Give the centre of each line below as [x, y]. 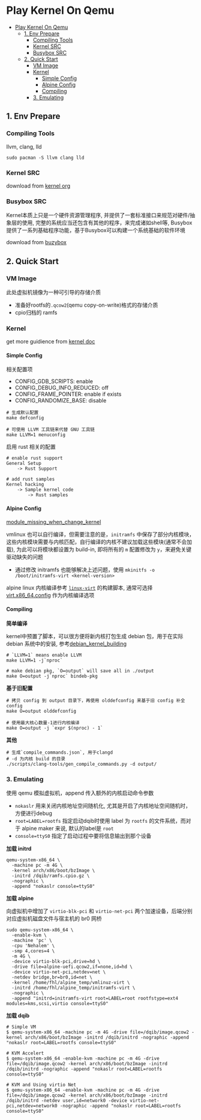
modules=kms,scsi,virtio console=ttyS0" [58, 1004]
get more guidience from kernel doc [51, 342]
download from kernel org [38, 186]
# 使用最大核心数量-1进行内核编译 [43, 722]
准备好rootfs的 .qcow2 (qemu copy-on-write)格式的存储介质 [86, 305]
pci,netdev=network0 [32, 1106]
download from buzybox [37, 242]
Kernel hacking [25, 485]
